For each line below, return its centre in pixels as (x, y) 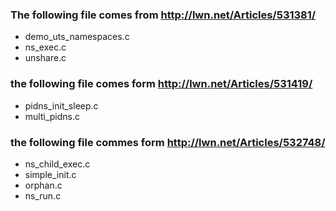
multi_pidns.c (52, 116)
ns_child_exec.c (57, 164)
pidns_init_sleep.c (61, 105)
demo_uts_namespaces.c (77, 37)
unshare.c (45, 58)
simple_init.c (50, 174)
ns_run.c (43, 195)
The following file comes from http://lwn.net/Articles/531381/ (163, 15)
